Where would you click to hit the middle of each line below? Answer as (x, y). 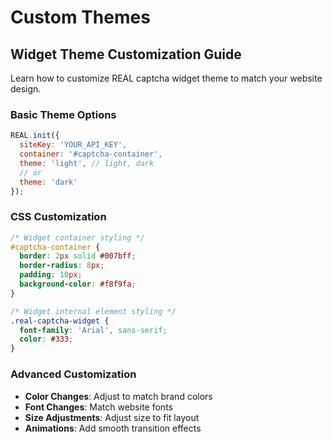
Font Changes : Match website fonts (98, 407)
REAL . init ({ (35, 136)
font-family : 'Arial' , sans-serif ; (93, 330)
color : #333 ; (46, 339)
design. (26, 89)
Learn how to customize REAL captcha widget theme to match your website (166, 78)
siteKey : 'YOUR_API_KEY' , (73, 145)
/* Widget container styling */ (77, 237)
